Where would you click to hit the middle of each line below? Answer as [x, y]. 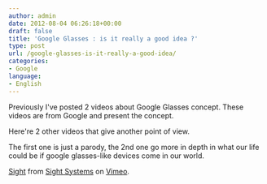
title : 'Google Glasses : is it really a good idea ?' [103, 39]
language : [25, 76]
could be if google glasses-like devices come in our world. [107, 156]
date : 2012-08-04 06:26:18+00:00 [65, 24]
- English [25, 83]
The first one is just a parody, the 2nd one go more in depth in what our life [134, 147]
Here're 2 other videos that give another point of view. [99, 131]
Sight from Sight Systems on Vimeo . [69, 171]
